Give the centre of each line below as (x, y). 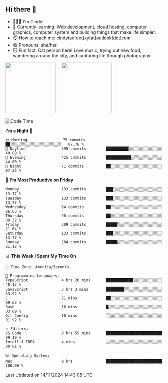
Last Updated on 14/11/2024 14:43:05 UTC (49, 375)
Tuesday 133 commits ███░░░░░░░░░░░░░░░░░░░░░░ (84, 198)
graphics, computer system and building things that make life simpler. (84, 32)
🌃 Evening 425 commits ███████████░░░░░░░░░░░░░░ (84, 157)
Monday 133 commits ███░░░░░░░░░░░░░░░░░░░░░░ (84, 189)
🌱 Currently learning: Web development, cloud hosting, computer (80, 27)
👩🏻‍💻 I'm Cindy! (28, 21)
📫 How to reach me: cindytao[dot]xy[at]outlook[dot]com (71, 38)
